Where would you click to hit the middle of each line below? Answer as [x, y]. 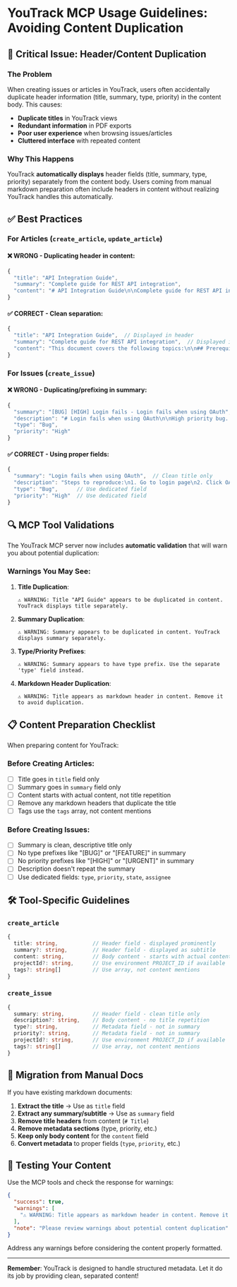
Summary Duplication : [51, 619]
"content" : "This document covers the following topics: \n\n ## [108, 348]
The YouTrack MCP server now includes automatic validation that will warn [117, 545]
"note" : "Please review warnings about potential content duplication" [121, 1228]
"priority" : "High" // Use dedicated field [80, 495]
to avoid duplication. [51, 702]
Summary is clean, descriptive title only [75, 845]
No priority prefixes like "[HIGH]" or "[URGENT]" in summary [106, 861]
